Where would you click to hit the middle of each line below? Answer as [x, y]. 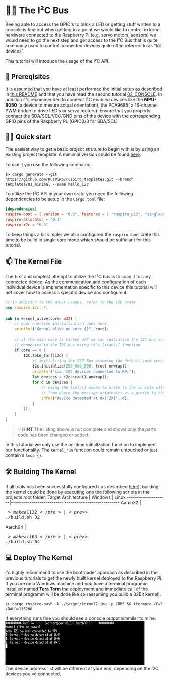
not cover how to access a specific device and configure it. [67, 292]
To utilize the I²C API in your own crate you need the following [69, 193]
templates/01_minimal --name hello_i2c [47, 184]
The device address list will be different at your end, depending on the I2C [82, 668]
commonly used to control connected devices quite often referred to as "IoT [84, 45]
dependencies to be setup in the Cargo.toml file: [55, 199]
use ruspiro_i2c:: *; [27, 307]
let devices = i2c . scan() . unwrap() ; [70, 377]
